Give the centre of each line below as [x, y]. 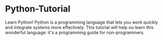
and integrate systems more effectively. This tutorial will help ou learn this [80, 27]
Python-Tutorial [38, 9]
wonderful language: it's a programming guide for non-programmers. [75, 32]
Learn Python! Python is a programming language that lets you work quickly [81, 22]
